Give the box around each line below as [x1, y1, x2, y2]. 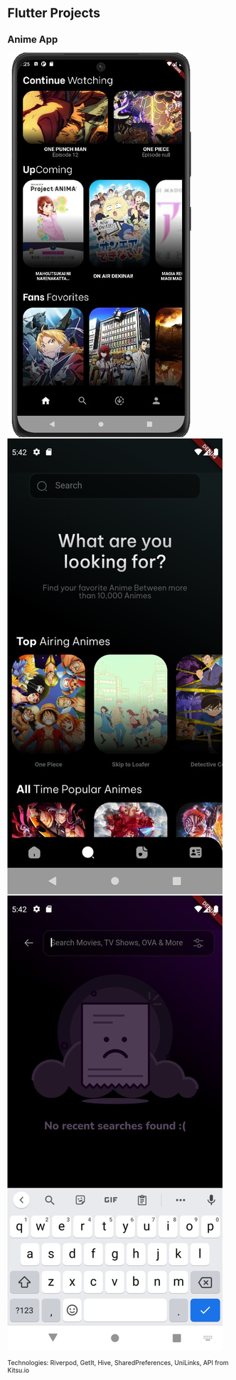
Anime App [7, 33, 58, 46]
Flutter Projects [7, 5, 101, 21]
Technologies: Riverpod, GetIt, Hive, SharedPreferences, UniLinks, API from [7, 1359, 229, 1366]
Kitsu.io [7, 1366, 30, 1374]
